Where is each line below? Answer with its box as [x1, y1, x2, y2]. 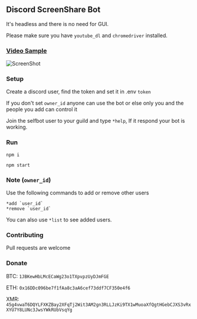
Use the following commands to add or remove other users [6, 189, 149, 196]
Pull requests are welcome [6, 245, 71, 252]
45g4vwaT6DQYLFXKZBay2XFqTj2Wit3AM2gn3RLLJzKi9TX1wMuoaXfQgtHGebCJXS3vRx [6, 301, 192, 308]
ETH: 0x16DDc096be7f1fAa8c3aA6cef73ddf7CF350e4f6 [6, 284, 131, 291]
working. [6, 123, 28, 131]
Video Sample [6, 47, 47, 55]
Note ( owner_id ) [6, 175, 51, 184]
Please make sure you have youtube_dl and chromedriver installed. [6, 32, 168, 39]
